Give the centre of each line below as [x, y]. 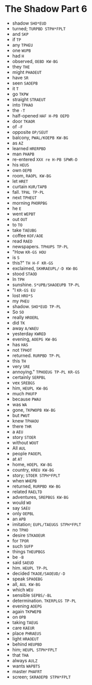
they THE [21, 67]
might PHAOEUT [27, 72]
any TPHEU [22, 45]
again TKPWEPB [27, 611]
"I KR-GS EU [24, 290]
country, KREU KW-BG [33, 470]
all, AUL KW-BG [26, 584]
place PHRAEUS [27, 633]
